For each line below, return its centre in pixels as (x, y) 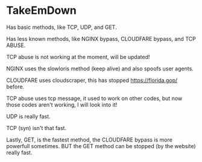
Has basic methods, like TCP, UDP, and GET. (62, 27)
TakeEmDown (41, 11)
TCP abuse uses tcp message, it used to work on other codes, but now (94, 98)
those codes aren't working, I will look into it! (62, 104)
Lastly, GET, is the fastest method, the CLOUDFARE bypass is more (90, 140)
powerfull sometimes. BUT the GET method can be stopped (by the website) (101, 146)
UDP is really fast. (28, 116)
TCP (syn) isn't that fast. (36, 128)
